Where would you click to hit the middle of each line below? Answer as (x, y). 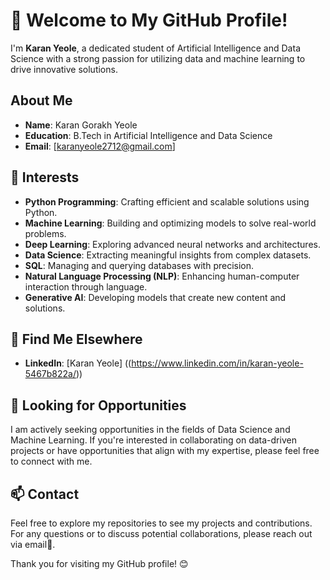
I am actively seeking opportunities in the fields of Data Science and (150, 430)
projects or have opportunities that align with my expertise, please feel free (165, 451)
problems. (45, 233)
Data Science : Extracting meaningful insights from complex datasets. (168, 255)
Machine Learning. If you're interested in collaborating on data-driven (153, 440)
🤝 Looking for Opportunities (98, 405)
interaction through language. (86, 286)
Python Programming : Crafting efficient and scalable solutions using (167, 201)
